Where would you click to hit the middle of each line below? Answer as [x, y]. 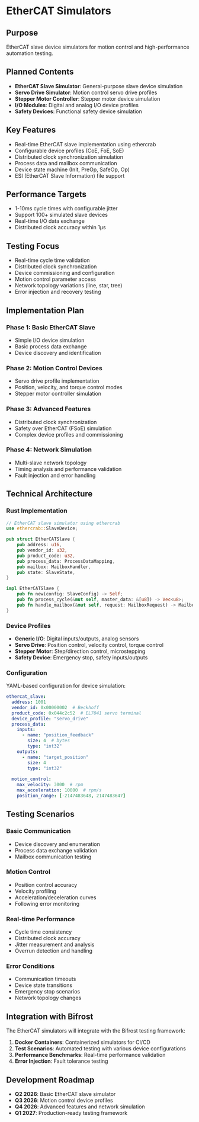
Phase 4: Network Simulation [49, 450]
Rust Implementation [37, 511]
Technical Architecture [49, 494]
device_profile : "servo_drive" [50, 719]
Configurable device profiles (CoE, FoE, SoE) [69, 150]
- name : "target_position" [55, 757]
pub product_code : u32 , [46, 556]
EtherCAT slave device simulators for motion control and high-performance [98, 47]
